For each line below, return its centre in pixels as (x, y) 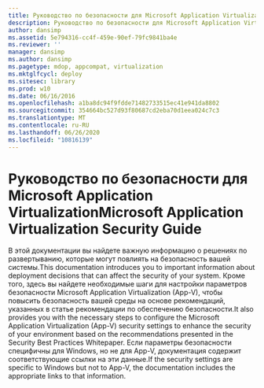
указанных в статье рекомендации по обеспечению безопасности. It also (131, 309)
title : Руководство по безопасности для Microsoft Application (114, 15)
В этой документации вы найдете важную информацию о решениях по (128, 251)
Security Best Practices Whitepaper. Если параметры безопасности (120, 342)
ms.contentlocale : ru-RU (49, 125)
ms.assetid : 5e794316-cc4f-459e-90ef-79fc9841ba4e (93, 37)
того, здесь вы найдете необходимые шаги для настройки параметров (128, 284)
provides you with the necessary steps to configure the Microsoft (114, 318)
